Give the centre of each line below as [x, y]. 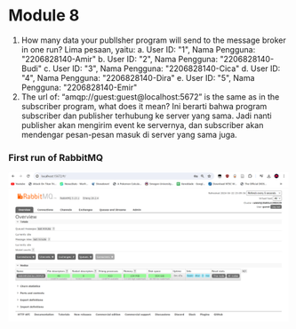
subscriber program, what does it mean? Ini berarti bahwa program [144, 106]
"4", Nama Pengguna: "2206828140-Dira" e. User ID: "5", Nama [138, 77]
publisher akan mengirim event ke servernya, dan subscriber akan [142, 124]
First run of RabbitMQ [56, 157]
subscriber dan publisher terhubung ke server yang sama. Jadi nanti [146, 116]
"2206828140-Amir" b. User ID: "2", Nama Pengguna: [120, 59]
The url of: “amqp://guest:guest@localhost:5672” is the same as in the [150, 96]
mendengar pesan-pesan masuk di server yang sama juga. [129, 134]
